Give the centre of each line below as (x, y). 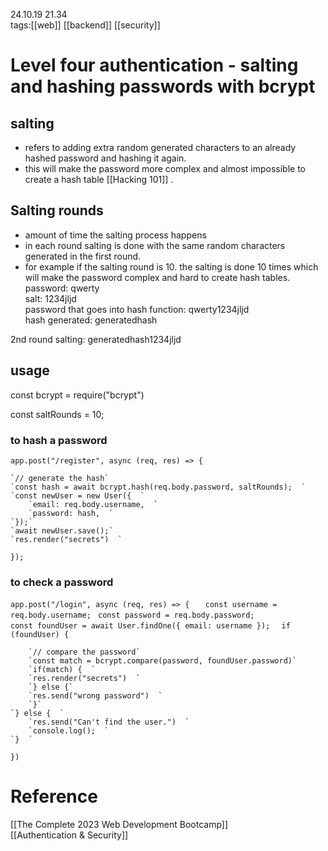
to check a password (62, 582)
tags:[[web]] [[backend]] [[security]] (85, 25)
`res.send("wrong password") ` (95, 696)
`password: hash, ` (71, 513)
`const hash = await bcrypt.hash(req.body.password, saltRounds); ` (158, 487)
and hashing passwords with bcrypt (163, 86)
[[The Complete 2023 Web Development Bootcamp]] (119, 825)
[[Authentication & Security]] (69, 835)
